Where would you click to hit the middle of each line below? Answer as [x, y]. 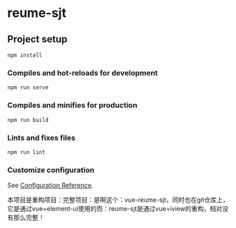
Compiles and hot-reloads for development [83, 73]
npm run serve [28, 88]
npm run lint [26, 152]
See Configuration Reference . [50, 186]
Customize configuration [51, 169]
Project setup [38, 39]
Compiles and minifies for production [72, 105]
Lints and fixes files [42, 138]
